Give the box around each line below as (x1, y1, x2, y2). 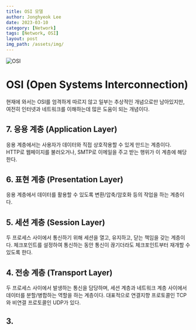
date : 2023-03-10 (6, 19, 49, 25)
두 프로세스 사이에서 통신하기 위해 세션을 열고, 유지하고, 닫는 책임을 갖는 (6, 234, 170, 241)
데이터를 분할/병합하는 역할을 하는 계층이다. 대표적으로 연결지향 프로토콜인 (6, 292, 176, 299)
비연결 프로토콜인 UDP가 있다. (12, 299, 81, 306)
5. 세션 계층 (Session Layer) (6, 217, 105, 227)
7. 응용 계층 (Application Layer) (6, 124, 118, 134)
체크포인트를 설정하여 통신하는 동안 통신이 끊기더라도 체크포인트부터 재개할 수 (13, 241, 191, 248)
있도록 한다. (6, 249, 33, 256)
